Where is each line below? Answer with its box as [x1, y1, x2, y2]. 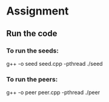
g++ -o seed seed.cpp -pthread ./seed [6, 60, 103, 67]
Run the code [6, 28, 58, 39]
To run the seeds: [6, 46, 59, 55]
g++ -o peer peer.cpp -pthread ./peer [6, 89, 101, 96]
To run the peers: [6, 75, 58, 83]
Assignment [6, 4, 69, 18]
